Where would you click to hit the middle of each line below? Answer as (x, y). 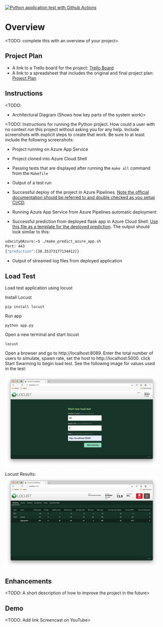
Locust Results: (20, 474)
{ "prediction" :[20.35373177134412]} (42, 252)
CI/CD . (19, 202)
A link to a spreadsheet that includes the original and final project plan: (83, 73)
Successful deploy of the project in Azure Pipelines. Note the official (81, 192)
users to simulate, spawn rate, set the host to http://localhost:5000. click (78, 358)
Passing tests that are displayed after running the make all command (81, 168)
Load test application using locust (39, 288)
